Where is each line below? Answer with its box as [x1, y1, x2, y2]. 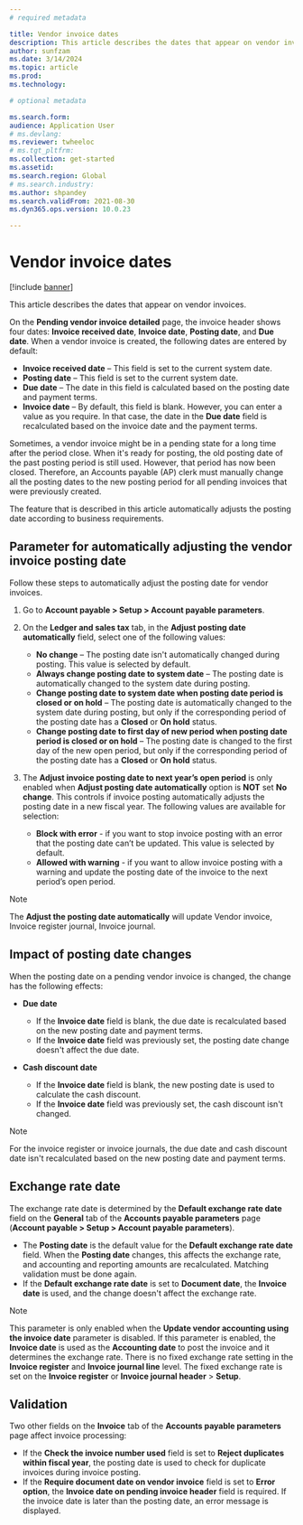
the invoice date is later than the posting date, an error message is [22, 1496, 269, 1507]
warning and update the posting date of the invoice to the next [35, 866, 269, 877]
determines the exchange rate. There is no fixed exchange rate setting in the [9, 1352, 294, 1362]
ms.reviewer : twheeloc [9, 137, 95, 147]
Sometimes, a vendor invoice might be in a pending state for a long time [9, 438, 277, 449]
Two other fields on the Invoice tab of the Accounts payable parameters [9, 1420, 281, 1432]
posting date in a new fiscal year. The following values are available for [22, 800, 286, 811]
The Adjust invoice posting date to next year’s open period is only [22, 772, 273, 782]
